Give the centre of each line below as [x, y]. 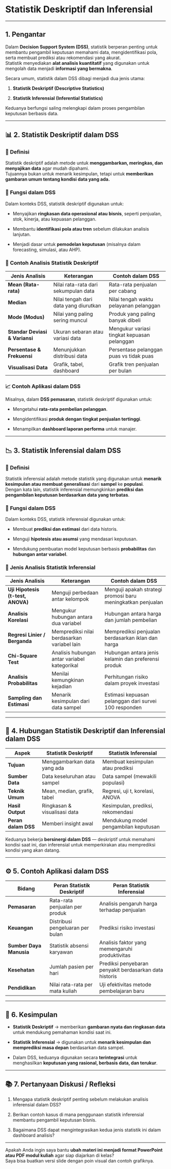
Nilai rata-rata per [71, 985]
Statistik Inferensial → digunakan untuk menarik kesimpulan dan [82, 1042]
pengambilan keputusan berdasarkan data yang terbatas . [67, 495]
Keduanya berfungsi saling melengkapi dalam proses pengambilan [75, 108]
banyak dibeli [125, 320]
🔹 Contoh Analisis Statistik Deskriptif [52, 263]
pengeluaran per [69, 928]
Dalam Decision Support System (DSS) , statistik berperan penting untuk [81, 46]
